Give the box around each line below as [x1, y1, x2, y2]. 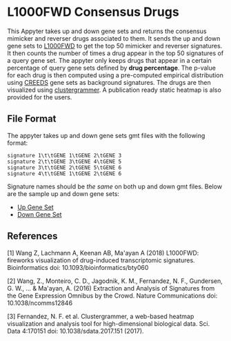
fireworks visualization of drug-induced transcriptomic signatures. [7, 256, 195, 264]
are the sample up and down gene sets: [7, 189, 119, 197]
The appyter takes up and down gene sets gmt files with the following [7, 131, 205, 139]
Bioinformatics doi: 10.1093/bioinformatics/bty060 [7, 263, 149, 271]
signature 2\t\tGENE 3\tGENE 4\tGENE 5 [7, 158, 122, 165]
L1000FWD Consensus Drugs [7, 4, 179, 20]
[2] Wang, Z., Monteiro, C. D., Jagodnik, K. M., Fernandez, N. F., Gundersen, [7, 277, 223, 285]
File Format [7, 113, 57, 125]
